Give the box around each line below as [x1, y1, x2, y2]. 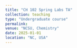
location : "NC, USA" [5, 35, 48, 40]
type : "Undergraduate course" [5, 16, 68, 21]
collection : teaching [5, 12, 50, 17]
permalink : [5, 21, 28, 26]
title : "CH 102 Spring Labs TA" [5, 7, 72, 12]
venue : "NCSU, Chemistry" [5, 26, 59, 31]
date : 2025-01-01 [5, 30, 41, 35]
